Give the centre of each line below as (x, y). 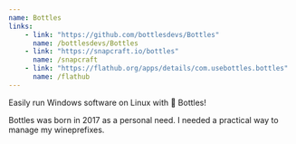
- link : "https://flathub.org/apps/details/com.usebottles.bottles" (157, 69)
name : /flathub (61, 77)
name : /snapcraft (65, 60)
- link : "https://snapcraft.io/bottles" (102, 52)
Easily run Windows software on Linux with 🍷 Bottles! (108, 102)
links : (21, 26)
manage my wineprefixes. (57, 130)
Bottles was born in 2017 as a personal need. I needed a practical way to (143, 120)
